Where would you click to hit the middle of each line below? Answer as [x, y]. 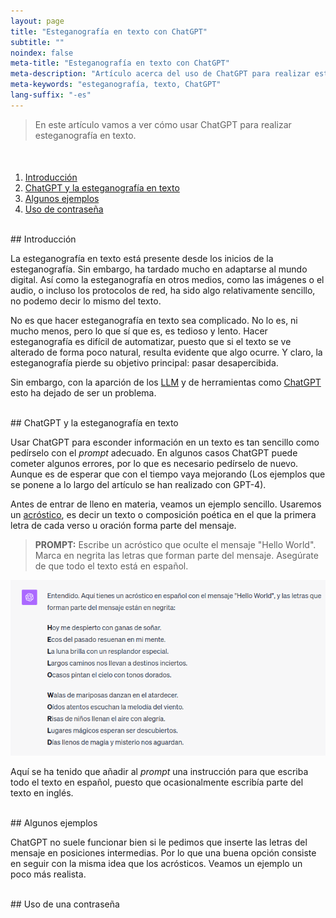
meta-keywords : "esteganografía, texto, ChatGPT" [116, 85]
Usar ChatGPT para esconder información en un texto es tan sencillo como [165, 442]
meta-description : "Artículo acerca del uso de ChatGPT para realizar [160, 74]
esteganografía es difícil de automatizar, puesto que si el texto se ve [151, 341]
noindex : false [42, 53]
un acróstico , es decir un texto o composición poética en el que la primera [163, 514]
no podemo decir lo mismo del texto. [86, 301]
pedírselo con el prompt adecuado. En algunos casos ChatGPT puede [154, 452]
